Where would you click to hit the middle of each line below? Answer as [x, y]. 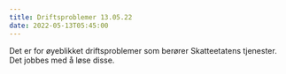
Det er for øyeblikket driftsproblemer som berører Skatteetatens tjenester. [143, 50]
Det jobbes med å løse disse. [62, 60]
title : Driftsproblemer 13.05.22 [71, 17]
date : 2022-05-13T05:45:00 [59, 26]
